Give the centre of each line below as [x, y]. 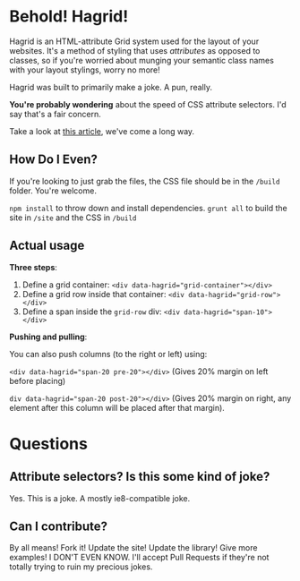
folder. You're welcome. [53, 191]
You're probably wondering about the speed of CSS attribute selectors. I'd [148, 104]
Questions [48, 444]
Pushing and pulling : [48, 337]
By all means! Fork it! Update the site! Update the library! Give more [133, 548]
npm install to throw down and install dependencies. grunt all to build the [149, 208]
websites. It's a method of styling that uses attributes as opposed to [135, 50]
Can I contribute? [59, 526]
